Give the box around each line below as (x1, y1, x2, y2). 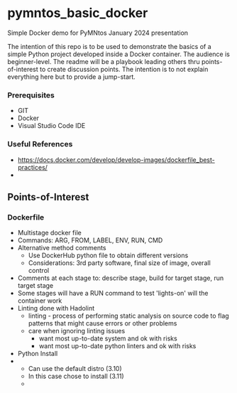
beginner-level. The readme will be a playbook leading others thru (7, 57, 200, 65)
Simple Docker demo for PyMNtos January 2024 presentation (7, 28, 189, 37)
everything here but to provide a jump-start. (7, 72, 136, 81)
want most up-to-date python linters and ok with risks (38, 342, 197, 350)
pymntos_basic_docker (7, 5, 148, 21)
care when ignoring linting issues (28, 327, 126, 335)
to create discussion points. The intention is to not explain (39, 65, 209, 73)
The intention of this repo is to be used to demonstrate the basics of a (7, 42, 211, 50)
